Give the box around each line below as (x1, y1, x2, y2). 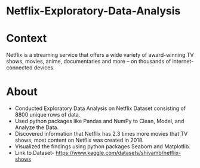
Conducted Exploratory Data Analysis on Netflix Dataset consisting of (14, 105, 186, 112)
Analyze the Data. (14, 124, 59, 131)
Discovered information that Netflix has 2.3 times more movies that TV (14, 130, 188, 138)
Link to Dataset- (14, 149, 55, 157)
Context (6, 32, 47, 45)
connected (6, 64, 33, 71)
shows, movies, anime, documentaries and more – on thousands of (6, 58, 171, 65)
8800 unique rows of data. (14, 111, 81, 118)
